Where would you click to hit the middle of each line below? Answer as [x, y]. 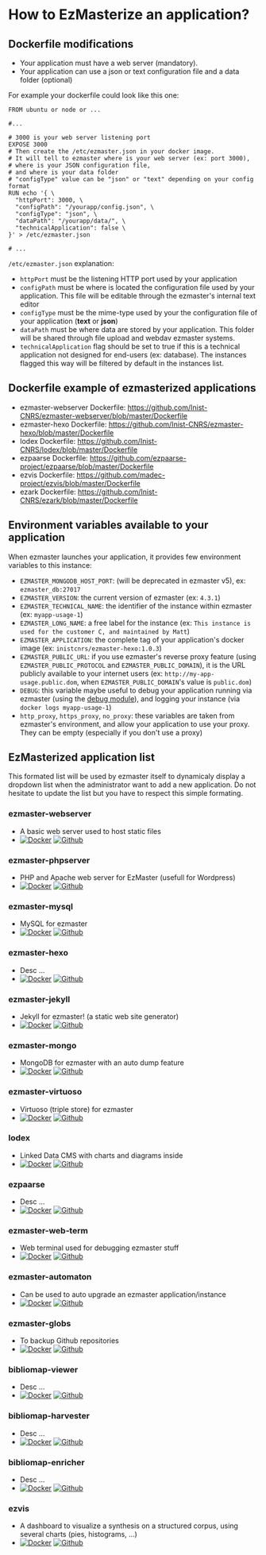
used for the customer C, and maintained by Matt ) [105, 631]
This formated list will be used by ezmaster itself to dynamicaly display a [127, 777]
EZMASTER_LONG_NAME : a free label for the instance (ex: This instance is [135, 623]
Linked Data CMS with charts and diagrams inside [101, 1155]
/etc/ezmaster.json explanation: [61, 263]
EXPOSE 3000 [28, 145]
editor [29, 304]
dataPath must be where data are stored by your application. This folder [137, 330]
